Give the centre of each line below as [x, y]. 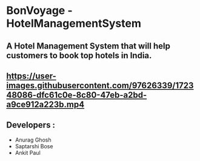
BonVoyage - [39, 11]
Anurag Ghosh [33, 140]
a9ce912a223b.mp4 [45, 104]
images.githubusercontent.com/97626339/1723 [100, 85]
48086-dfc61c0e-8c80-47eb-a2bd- [77, 95]
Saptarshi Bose [34, 146]
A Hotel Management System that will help [88, 46]
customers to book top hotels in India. [79, 55]
